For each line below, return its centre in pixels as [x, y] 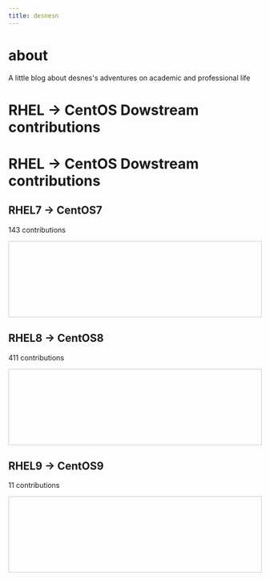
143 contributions [37, 230]
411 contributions [36, 357]
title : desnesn [34, 16]
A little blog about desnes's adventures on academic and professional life [129, 78]
